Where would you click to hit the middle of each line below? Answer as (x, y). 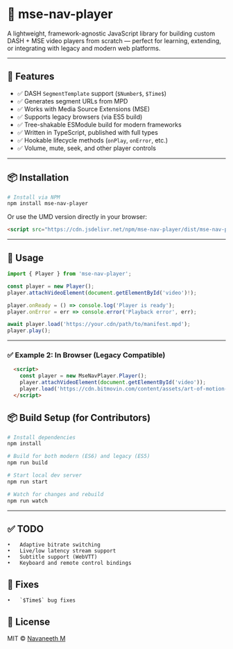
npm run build (28, 463)
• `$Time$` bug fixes (42, 600)
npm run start (28, 482)
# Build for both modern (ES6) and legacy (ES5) (79, 457)
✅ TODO (25, 529)
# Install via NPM (34, 197)
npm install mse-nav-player (48, 204)
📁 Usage (25, 257)
